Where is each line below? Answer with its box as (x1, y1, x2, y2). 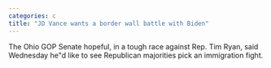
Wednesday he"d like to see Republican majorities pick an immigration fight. (8, 50, 264, 60)
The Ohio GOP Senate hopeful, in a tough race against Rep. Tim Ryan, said (8, 41, 259, 51)
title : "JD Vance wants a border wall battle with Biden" (8, 19, 209, 28)
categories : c (8, 11, 57, 20)
